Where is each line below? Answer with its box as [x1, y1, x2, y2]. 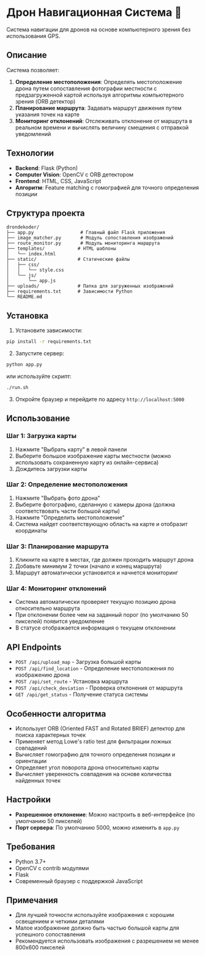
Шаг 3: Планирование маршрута [6, 542, 109, 551]
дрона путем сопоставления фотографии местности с [15, 85, 157, 92]
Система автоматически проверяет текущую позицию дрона [15, 598, 176, 606]
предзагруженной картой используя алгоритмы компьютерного [15, 91, 184, 99]
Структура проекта [6, 208, 85, 218]
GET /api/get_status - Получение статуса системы [15, 691, 148, 698]
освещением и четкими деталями [15, 918, 105, 925]
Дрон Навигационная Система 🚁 [6, 6, 182, 20]
